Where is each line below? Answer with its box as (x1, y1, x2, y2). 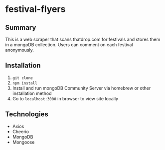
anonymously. (5, 47, 34, 53)
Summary (5, 23, 36, 32)
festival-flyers (5, 3, 66, 15)
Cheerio (12, 128, 29, 135)
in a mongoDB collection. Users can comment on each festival (5, 42, 133, 48)
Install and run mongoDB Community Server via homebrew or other (12, 85, 151, 91)
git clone (12, 75, 33, 80)
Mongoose (12, 139, 35, 145)
